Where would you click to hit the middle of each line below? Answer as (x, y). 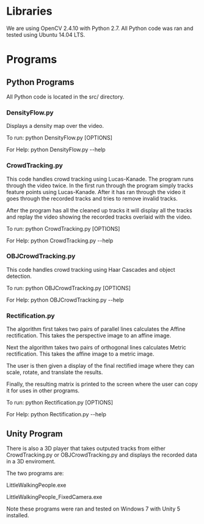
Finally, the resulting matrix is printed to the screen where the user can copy (102, 384)
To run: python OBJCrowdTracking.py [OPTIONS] (69, 288)
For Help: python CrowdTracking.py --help (60, 241)
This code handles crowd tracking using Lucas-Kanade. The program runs (100, 179)
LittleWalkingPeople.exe (36, 485)
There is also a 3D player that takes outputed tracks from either (86, 448)
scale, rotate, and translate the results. (55, 372)
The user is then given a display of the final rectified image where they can (100, 366)
